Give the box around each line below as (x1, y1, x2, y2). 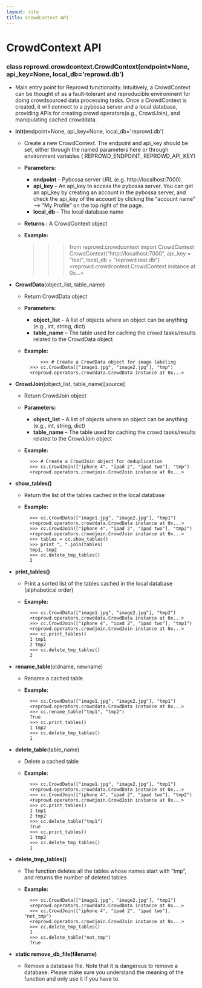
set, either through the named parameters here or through (24, 146, 169, 153)
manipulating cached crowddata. (15, 116, 97, 123)
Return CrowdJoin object (24, 392, 86, 399)
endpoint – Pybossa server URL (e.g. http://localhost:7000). (33, 175, 183, 183)
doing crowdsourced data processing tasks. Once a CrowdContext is (15, 96, 187, 104)
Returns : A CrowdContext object (24, 220, 108, 227)
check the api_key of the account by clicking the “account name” (33, 195, 195, 202)
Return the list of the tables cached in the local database (24, 491, 165, 498)
